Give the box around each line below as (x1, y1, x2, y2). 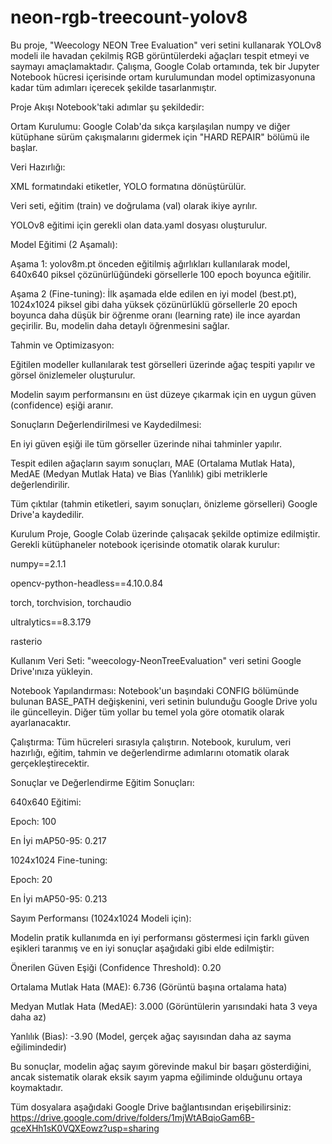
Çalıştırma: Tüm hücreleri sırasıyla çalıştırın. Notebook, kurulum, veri (10, 736, 292, 748)
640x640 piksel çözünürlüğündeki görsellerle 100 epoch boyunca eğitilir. (10, 268, 312, 280)
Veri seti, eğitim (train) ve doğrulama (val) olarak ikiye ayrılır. (10, 199, 258, 211)
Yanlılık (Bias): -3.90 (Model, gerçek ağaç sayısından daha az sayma (10, 1030, 292, 1042)
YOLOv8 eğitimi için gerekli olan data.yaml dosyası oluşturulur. (10, 219, 268, 231)
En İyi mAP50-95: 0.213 (10, 892, 108, 905)
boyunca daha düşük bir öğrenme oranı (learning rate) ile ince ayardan (10, 309, 301, 321)
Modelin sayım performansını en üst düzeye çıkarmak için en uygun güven (10, 388, 317, 400)
